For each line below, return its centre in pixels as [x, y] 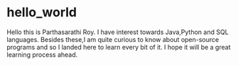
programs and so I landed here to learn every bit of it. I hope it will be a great [119, 47]
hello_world [42, 12]
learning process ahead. [42, 55]
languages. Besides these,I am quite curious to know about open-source [113, 39]
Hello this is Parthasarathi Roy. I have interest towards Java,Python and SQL [118, 32]
